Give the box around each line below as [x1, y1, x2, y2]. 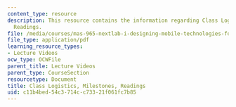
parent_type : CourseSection [7, 69, 90, 76]
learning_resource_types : [7, 43, 83, 50]
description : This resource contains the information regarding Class [7, 17, 218, 24]
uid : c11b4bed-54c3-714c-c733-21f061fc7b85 [7, 89, 137, 96]
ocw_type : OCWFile [7, 56, 61, 63]
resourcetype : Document [7, 75, 77, 83]
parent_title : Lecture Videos [7, 63, 96, 70]
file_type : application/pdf [7, 37, 90, 44]
